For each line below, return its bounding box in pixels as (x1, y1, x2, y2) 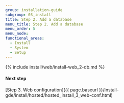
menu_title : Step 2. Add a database (5, 21, 83, 27)
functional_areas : (5, 36, 44, 41)
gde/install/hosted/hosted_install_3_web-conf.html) (5, 92, 113, 98)
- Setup (10, 50, 27, 55)
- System (10, 45, 29, 50)
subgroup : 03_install (5, 12, 52, 17)
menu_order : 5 (5, 26, 36, 31)
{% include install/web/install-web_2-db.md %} (5, 64, 105, 70)
